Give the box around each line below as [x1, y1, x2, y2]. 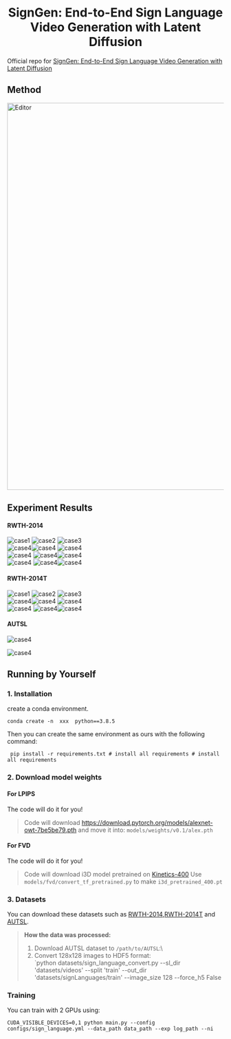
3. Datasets [7, 895, 46, 904]
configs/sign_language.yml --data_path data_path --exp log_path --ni [7, 1025, 214, 1033]
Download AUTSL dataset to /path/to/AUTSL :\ [34, 944, 163, 952]
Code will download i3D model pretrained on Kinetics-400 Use [23, 870, 202, 878]
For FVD [7, 842, 31, 850]
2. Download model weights [7, 773, 102, 782]
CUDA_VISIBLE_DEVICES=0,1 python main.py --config [7, 1020, 155, 1027]
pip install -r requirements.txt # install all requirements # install [10, 751, 220, 758]
